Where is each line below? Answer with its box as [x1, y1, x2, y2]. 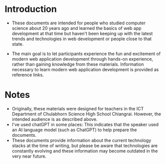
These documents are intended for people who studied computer [11, 20, 146, 26]
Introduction [4, 3, 57, 15]
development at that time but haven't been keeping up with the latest [11, 30, 153, 36]
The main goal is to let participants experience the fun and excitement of [11, 51, 161, 57]
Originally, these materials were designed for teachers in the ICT [11, 105, 144, 111]
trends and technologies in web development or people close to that [11, 36, 152, 42]
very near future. [11, 153, 47, 159]
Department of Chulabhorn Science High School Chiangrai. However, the [11, 111, 162, 117]
